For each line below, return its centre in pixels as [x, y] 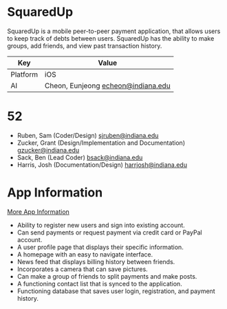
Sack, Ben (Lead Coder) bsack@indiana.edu [80, 157]
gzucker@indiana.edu [48, 150]
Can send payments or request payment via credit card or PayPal [109, 232]
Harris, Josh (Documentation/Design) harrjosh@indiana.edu [102, 165]
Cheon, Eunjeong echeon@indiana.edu [107, 86]
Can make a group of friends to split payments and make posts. [107, 276]
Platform [24, 74]
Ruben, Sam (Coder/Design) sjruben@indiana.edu [88, 135]
